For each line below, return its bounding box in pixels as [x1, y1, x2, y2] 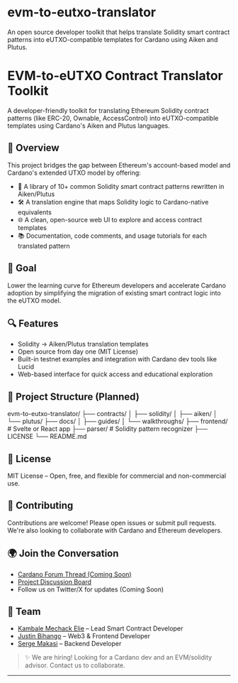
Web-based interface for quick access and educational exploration [17, 370, 213, 378]
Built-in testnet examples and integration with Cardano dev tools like [17, 355, 217, 364]
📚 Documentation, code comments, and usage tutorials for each [17, 231, 208, 240]
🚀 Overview [7, 142, 59, 154]
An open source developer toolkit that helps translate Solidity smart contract [7, 28, 230, 36]
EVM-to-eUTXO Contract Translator [7, 68, 223, 84]
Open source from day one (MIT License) [17, 347, 138, 356]
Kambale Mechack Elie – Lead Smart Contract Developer [17, 624, 183, 633]
